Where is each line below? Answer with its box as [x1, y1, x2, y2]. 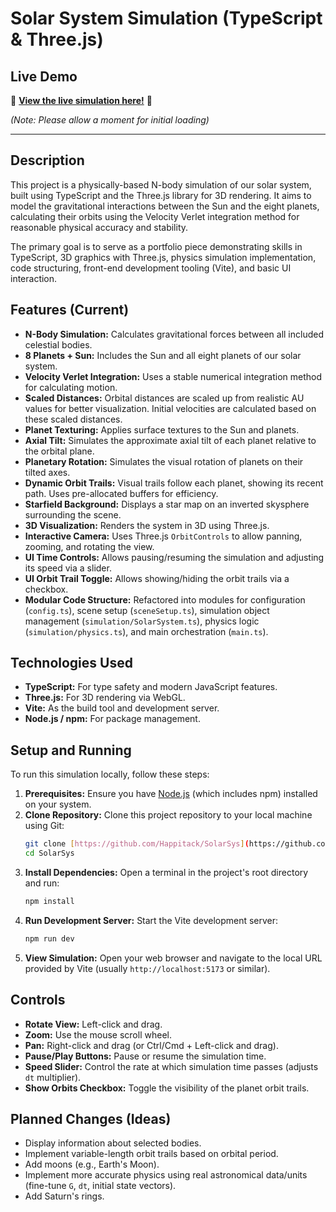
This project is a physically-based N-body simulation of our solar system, [10, 178, 312, 191]
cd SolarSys [24, 848, 75, 859]
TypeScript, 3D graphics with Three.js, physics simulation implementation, [10, 251, 317, 263]
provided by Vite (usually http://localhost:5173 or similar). [24, 962, 271, 974]
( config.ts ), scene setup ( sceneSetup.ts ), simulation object [24, 604, 270, 616]
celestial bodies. [24, 338, 93, 351]
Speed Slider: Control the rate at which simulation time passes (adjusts [24, 1060, 319, 1072]
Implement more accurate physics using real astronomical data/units [24, 1169, 308, 1181]
